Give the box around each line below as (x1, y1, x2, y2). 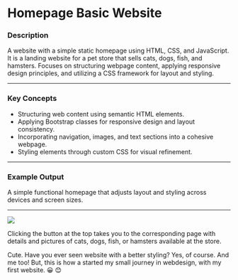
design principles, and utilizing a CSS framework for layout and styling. (7, 69, 215, 77)
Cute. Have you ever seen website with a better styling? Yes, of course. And (7, 251, 229, 259)
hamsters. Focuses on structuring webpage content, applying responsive (7, 62, 221, 70)
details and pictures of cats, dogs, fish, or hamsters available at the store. (7, 237, 222, 246)
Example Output (7, 172, 64, 182)
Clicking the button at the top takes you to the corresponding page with (7, 230, 216, 238)
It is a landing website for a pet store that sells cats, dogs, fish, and (7, 54, 203, 63)
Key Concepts (7, 94, 57, 104)
